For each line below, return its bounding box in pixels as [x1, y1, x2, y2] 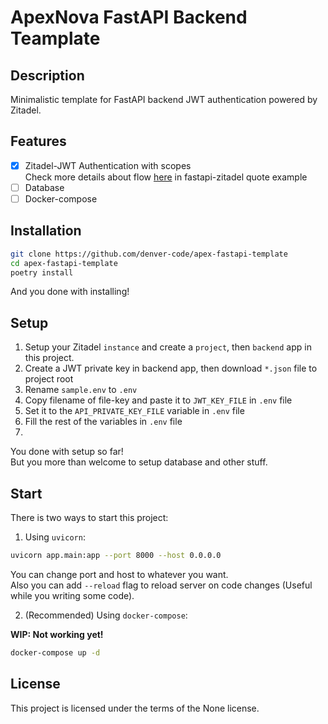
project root [24, 373, 74, 385]
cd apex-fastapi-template [10, 258, 118, 268]
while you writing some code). [10, 589, 135, 601]
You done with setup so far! [10, 446, 124, 458]
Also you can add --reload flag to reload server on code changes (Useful [10, 579, 313, 591]
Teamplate [10, 27, 101, 50]
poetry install [10, 267, 74, 278]
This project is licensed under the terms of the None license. [10, 702, 260, 714]
